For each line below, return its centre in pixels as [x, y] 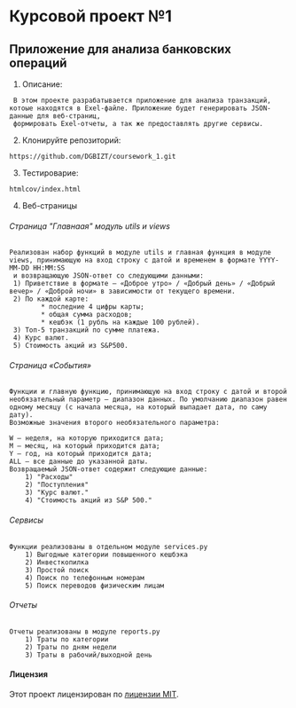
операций [38, 63]
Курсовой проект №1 [91, 16]
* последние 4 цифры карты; [93, 307]
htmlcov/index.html [45, 189]
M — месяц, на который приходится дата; [85, 446]
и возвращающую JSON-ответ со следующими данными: [108, 276]
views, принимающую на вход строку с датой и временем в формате [132, 260]
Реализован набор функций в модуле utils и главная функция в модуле [140, 253]
